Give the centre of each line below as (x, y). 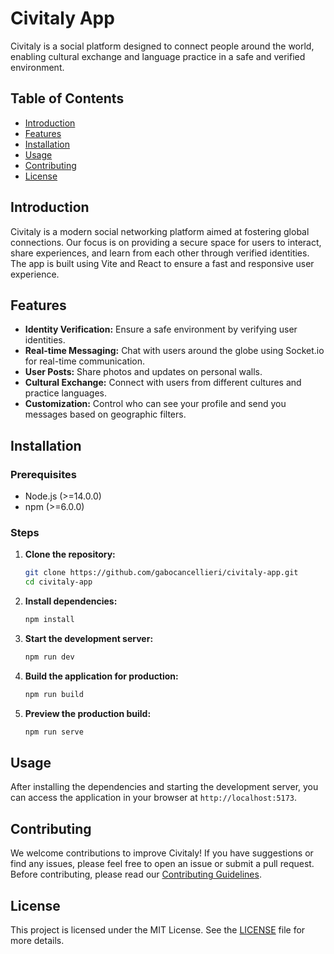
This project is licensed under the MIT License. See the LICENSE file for (158, 930)
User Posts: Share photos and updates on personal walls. (143, 372)
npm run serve (54, 732)
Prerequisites (43, 474)
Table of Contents (67, 98)
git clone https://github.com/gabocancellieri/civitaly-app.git (161, 573)
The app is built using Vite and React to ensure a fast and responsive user (162, 263)
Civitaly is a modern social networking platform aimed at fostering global (160, 231)
